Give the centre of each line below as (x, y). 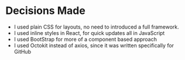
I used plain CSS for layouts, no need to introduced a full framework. (96, 27)
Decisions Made (45, 11)
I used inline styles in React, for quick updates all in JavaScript (89, 33)
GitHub (23, 51)
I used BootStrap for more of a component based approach (85, 39)
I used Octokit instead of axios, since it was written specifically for (94, 45)
